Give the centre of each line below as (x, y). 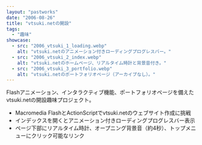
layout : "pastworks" (32, 12)
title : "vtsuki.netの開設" (39, 23)
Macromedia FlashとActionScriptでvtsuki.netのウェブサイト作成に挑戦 (103, 113)
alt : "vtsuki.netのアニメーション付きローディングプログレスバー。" (94, 52)
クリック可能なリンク (58, 136)
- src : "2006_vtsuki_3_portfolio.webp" (62, 69)
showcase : (19, 40)
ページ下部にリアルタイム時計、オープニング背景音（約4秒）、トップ (100, 128)
